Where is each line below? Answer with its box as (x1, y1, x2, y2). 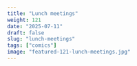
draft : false (7, 29, 45, 36)
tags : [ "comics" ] (7, 42, 57, 49)
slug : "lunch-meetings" (7, 36, 76, 43)
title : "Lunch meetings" (7, 10, 78, 17)
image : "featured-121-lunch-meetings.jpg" (7, 49, 131, 56)
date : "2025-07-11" (7, 23, 63, 30)
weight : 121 (7, 16, 41, 23)
